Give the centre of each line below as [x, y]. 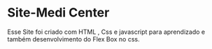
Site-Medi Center [58, 13]
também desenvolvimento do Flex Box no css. [73, 39]
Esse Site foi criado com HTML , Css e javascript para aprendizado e [106, 32]
